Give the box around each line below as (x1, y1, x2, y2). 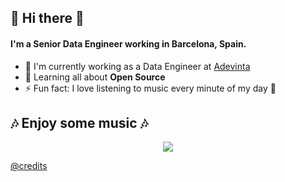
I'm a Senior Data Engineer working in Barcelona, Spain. (10, 37, 247, 50)
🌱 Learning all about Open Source (24, 71, 166, 83)
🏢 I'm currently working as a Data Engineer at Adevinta (24, 60, 251, 72)
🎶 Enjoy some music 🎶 (10, 114, 149, 131)
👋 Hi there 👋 (10, 10, 85, 27)
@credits (10, 160, 48, 172)
